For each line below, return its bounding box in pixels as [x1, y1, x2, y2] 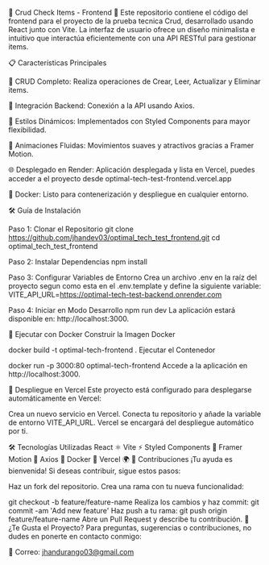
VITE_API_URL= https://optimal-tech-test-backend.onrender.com [8, 290, 222, 299]
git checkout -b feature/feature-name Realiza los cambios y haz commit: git [8, 497, 259, 507]
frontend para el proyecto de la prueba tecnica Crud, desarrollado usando [8, 16, 254, 26]
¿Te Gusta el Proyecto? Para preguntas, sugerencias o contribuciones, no [8, 523, 252, 532]
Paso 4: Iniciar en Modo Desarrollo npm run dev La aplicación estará [8, 305, 236, 314]
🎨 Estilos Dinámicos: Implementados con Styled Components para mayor [8, 117, 251, 126]
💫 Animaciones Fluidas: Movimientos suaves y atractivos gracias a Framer [8, 141, 255, 150]
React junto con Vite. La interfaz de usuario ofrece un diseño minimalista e [8, 25, 255, 34]
